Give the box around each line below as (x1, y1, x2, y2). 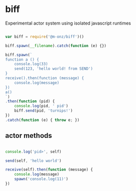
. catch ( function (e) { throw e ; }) (5, 117, 80, 122)
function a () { (5, 57, 39, 62)
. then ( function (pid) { (5, 99, 55, 104)
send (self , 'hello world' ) (5, 158, 62, 163)
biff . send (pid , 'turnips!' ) (14, 108, 73, 113)
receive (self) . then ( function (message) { (5, 167, 93, 172)
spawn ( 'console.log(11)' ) (14, 176, 69, 181)
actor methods (5, 131, 52, 140)
